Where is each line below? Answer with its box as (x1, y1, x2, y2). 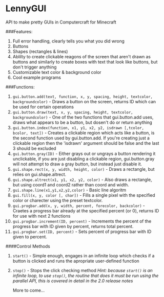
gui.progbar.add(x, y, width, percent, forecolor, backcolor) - (12, 203, 145, 208)
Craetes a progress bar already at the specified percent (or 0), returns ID (12, 207, 159, 213)
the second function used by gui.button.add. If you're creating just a (12, 135, 150, 141)
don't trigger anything (12, 64, 57, 70)
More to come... (12, 287, 45, 293)
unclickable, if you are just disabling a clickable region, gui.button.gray (12, 156, 155, 161)
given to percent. (12, 233, 47, 240)
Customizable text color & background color (12, 69, 102, 75)
